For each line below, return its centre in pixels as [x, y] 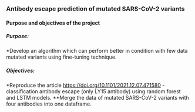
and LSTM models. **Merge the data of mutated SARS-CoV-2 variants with [97, 98]
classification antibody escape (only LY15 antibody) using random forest [93, 91]
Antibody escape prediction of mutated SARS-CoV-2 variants [95, 9]
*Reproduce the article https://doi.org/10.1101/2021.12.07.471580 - [85, 85]
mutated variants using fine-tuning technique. [61, 57]
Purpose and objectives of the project [53, 23]
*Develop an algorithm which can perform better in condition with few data [97, 51]
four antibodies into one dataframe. [49, 104]
